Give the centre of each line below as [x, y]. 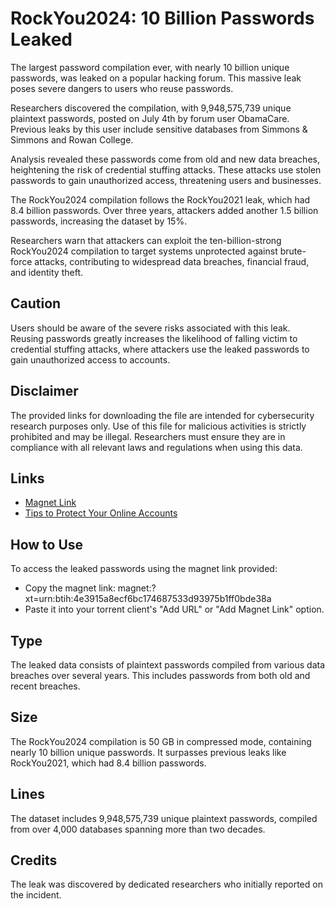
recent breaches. [45, 686]
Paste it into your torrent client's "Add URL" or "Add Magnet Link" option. [174, 609]
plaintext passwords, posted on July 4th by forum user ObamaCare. [150, 118]
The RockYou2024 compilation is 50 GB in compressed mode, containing [161, 741]
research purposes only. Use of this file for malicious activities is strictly [158, 426]
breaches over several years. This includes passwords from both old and [160, 675]
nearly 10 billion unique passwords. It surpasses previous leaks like [148, 752]
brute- [293, 251]
